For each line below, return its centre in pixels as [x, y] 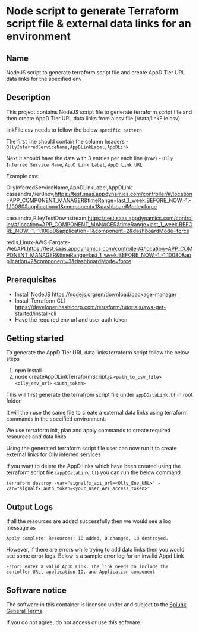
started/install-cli [35, 313]
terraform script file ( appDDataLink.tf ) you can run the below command [94, 472]
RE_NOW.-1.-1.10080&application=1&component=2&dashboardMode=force [98, 231]
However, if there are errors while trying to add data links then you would [95, 550]
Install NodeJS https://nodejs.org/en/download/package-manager [96, 294]
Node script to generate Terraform [93, 11]
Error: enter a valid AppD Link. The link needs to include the [87, 567]
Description [28, 97]
